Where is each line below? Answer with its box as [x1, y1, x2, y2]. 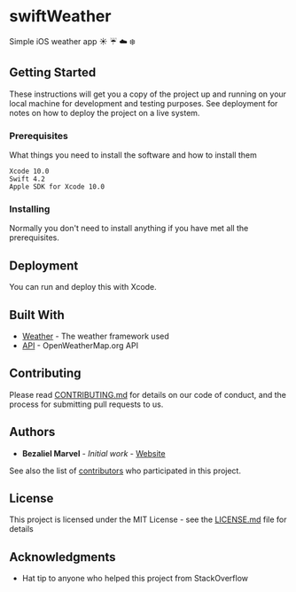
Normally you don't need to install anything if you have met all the [9, 223, 249, 234]
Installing [9, 202, 51, 214]
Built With [9, 308, 65, 323]
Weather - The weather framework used [21, 331, 170, 341]
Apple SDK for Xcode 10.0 [9, 183, 105, 191]
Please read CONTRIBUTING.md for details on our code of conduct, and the [9, 389, 286, 400]
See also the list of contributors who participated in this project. [9, 465, 242, 476]
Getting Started [9, 65, 97, 81]
